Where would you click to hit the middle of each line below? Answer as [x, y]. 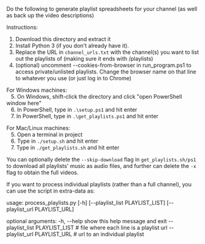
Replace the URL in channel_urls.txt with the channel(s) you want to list [107, 52]
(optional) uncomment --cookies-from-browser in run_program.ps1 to [103, 65]
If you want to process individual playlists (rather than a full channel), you [99, 184]
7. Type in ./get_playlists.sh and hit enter [65, 147]
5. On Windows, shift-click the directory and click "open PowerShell [96, 97]
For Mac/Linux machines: [38, 128]
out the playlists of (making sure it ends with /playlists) [84, 59]
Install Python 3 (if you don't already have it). [72, 46]
